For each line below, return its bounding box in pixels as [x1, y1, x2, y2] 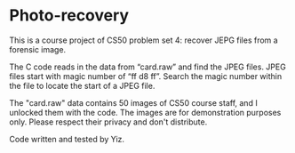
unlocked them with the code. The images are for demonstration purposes [9, 107, 282, 117]
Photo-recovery [9, 5, 130, 26]
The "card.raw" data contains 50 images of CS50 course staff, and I [9, 97, 258, 108]
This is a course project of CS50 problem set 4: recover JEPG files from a [9, 35, 278, 45]
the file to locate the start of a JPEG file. [9, 80, 155, 91]
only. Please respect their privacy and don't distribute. [9, 117, 208, 127]
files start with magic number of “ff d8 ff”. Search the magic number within [9, 70, 283, 81]
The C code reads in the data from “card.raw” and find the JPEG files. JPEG [9, 61, 286, 72]
